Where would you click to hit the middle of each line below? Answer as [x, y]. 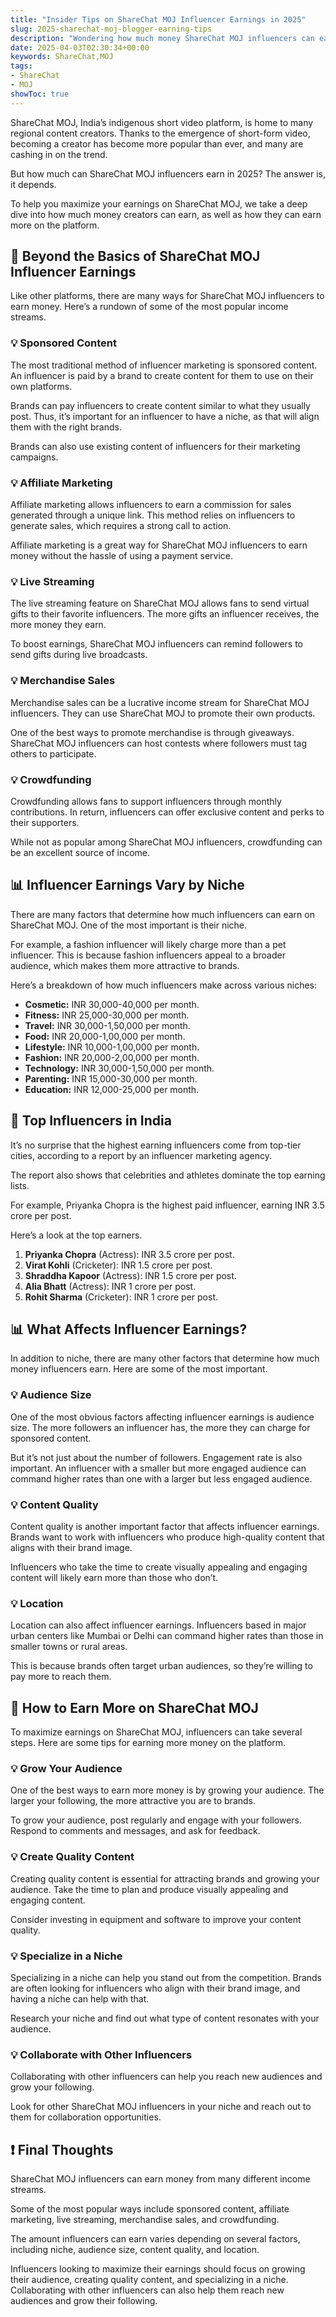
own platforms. [41, 386]
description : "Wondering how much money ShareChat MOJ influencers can [162, 38]
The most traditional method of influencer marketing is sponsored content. [164, 365]
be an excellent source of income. [80, 852]
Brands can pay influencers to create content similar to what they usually [160, 405]
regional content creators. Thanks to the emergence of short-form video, [160, 133]
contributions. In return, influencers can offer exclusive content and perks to [167, 812]
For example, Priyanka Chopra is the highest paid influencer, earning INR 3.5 [167, 1205]
